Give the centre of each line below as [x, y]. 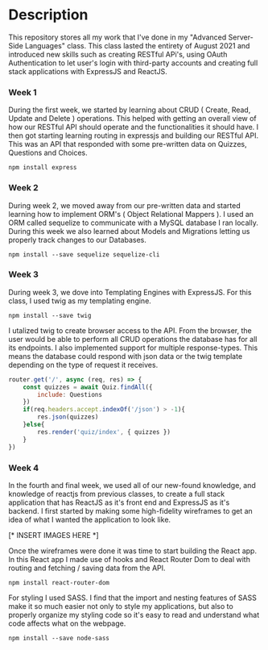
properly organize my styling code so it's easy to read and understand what [134, 615]
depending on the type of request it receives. [83, 365]
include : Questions [70, 394]
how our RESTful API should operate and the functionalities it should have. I [134, 127]
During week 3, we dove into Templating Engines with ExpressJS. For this [130, 292]
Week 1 [23, 92]
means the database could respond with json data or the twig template [126, 356]
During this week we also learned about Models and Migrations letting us [130, 231]
